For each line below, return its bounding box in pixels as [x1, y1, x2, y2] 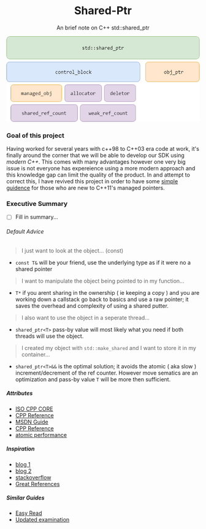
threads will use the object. [15, 332, 84, 340]
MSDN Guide [15, 418, 48, 425]
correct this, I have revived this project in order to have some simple [6, 178, 178, 185]
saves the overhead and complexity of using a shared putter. [15, 302, 169, 310]
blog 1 [15, 460, 31, 468]
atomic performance [15, 431, 67, 438]
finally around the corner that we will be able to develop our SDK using [6, 151, 185, 159]
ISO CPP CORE [15, 405, 53, 413]
